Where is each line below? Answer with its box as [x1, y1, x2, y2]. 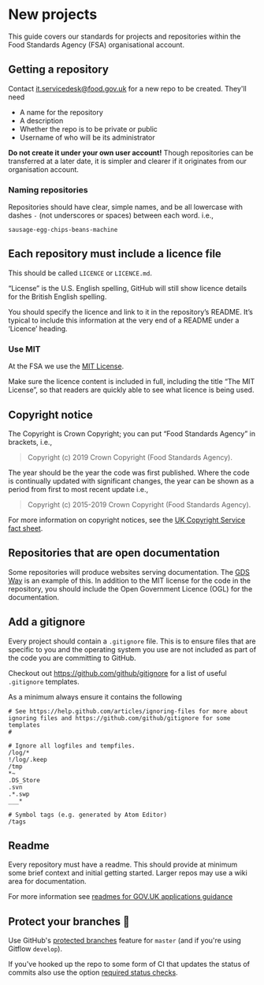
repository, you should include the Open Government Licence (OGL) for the [8, 584, 253, 593]
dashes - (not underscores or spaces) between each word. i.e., [8, 211, 214, 220]
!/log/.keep [8, 756, 47, 763]
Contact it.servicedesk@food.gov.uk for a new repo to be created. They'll [8, 84, 247, 93]
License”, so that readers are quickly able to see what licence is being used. [8, 385, 255, 395]
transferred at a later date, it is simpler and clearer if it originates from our [8, 156, 247, 166]
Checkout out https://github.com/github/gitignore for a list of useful [8, 668, 227, 677]
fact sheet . [8, 523, 43, 533]
